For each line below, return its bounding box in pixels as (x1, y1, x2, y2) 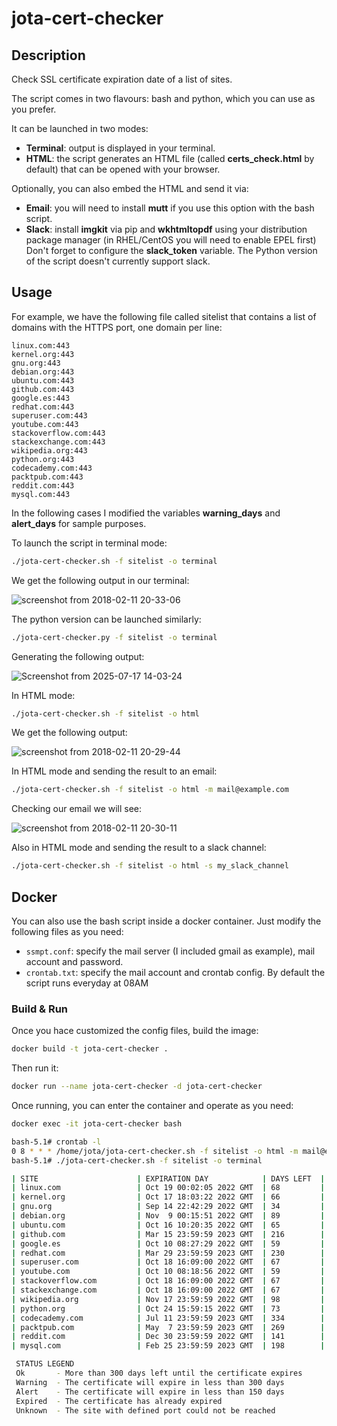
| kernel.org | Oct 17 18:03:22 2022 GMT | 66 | (11, 1192, 326, 1202)
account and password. (25, 956, 124, 967)
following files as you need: (11, 926, 124, 937)
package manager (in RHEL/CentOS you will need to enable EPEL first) (25, 234, 317, 246)
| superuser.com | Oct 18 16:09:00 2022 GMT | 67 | (11, 1257, 326, 1267)
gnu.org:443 (11, 358, 61, 368)
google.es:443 (11, 393, 71, 403)
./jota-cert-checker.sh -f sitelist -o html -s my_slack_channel (11, 861, 289, 871)
